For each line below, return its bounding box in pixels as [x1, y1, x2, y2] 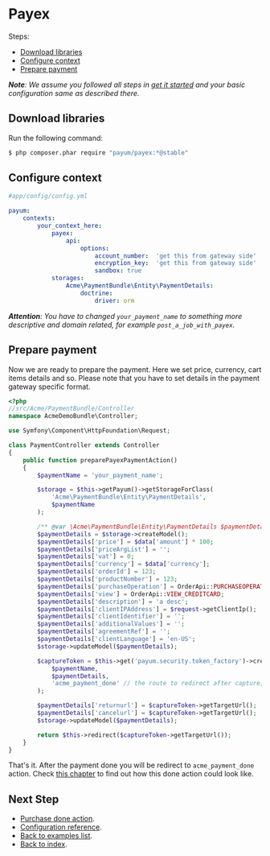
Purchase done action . [19, 814, 95, 824]
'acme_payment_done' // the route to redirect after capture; [51, 680, 264, 688]
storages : [51, 275, 84, 283]
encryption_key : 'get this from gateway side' [94, 259, 257, 267]
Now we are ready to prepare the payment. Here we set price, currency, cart [8, 364, 262, 374]
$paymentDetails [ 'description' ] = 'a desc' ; [37, 598, 189, 606]
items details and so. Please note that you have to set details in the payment [8, 373, 260, 383]
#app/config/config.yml [8, 192, 88, 201]
